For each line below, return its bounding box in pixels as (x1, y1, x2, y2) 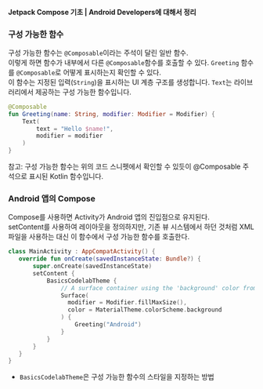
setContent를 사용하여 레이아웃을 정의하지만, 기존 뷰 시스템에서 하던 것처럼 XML (8, 222, 254, 231)
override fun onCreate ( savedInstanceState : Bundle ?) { (18, 255, 201, 263)
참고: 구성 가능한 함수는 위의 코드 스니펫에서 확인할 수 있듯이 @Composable (8, 162, 241, 172)
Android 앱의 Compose (8, 193, 95, 204)
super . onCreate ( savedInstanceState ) (32, 263, 153, 271)
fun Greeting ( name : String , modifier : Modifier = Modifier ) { (8, 110, 215, 118)
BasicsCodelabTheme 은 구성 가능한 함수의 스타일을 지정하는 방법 (19, 373, 215, 382)
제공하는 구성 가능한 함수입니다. (34, 87, 131, 96)
